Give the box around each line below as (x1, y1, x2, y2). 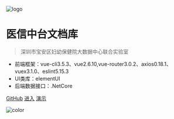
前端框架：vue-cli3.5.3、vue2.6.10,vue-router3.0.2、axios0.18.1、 (14, 60, 172, 67)
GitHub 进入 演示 (6, 94, 47, 101)
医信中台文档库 (6, 28, 79, 41)
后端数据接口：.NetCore (14, 82, 73, 89)
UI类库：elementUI (14, 75, 60, 82)
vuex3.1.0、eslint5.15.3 (14, 68, 69, 75)
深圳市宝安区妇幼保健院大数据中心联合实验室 (20, 48, 129, 55)
